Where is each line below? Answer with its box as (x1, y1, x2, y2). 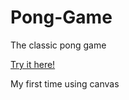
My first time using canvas (10, 77, 120, 90)
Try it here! (10, 58, 56, 70)
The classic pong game (10, 39, 107, 51)
